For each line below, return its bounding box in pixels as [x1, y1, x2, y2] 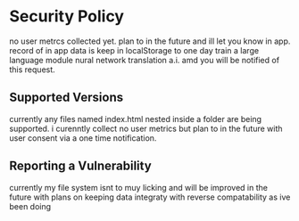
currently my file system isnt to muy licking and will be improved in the [9, 182, 268, 192]
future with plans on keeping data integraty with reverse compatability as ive [9, 192, 291, 202]
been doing [9, 201, 52, 211]
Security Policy [9, 6, 125, 27]
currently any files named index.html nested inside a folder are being [9, 113, 262, 124]
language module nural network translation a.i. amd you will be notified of [9, 54, 279, 65]
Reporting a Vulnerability [9, 159, 152, 174]
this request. [9, 64, 55, 75]
